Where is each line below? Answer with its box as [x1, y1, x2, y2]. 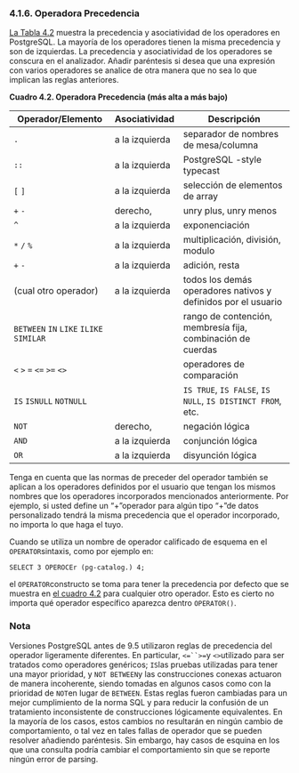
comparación [182, 369, 238, 382]
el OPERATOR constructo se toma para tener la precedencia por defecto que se [9, 579, 289, 590]
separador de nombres [182, 128, 279, 141]
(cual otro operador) [13, 285, 99, 297]
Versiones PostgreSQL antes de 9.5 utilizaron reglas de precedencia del [9, 640, 273, 651]
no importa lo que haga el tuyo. [9, 519, 124, 530]
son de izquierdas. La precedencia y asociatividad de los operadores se [9, 46, 273, 57]
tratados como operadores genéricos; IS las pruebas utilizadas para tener [9, 659, 279, 670]
